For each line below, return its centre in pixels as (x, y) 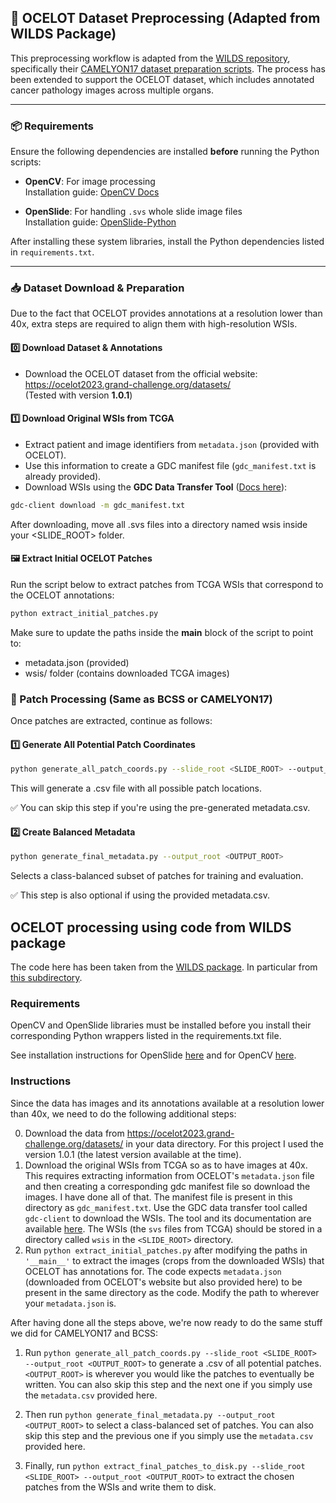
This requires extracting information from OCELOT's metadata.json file (169, 1175)
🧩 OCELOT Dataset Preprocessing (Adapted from (165, 18)
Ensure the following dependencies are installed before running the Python (165, 152)
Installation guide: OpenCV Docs (92, 192)
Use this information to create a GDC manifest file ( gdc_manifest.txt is (170, 465)
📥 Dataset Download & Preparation (97, 288)
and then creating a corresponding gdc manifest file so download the (167, 1186)
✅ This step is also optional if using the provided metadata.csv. (140, 895)
